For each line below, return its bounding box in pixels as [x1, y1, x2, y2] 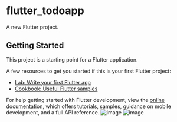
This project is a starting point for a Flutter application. [6, 56, 138, 63]
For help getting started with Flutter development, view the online [6, 96, 165, 103]
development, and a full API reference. [6, 109, 100, 116]
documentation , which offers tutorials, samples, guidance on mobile [6, 103, 171, 110]
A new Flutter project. [6, 23, 59, 30]
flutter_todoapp [6, 4, 84, 18]
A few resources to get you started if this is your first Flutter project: [6, 67, 171, 74]
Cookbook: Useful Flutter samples [14, 85, 98, 92]
